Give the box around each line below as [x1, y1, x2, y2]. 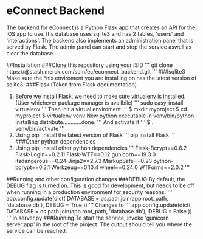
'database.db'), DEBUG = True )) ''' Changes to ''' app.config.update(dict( [6, 201, 191, 209]
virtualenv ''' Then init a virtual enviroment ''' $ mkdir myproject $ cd [15, 105, 187, 113]
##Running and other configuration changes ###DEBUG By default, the [6, 175, 185, 182]
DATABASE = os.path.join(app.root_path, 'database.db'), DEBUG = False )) [6, 207, 193, 215]
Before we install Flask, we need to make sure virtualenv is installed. [15, 92, 186, 100]
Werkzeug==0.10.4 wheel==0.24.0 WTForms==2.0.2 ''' [51, 164, 190, 171]
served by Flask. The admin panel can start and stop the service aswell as [6, 43, 192, 50]
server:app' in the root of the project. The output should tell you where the [6, 220, 193, 228]
